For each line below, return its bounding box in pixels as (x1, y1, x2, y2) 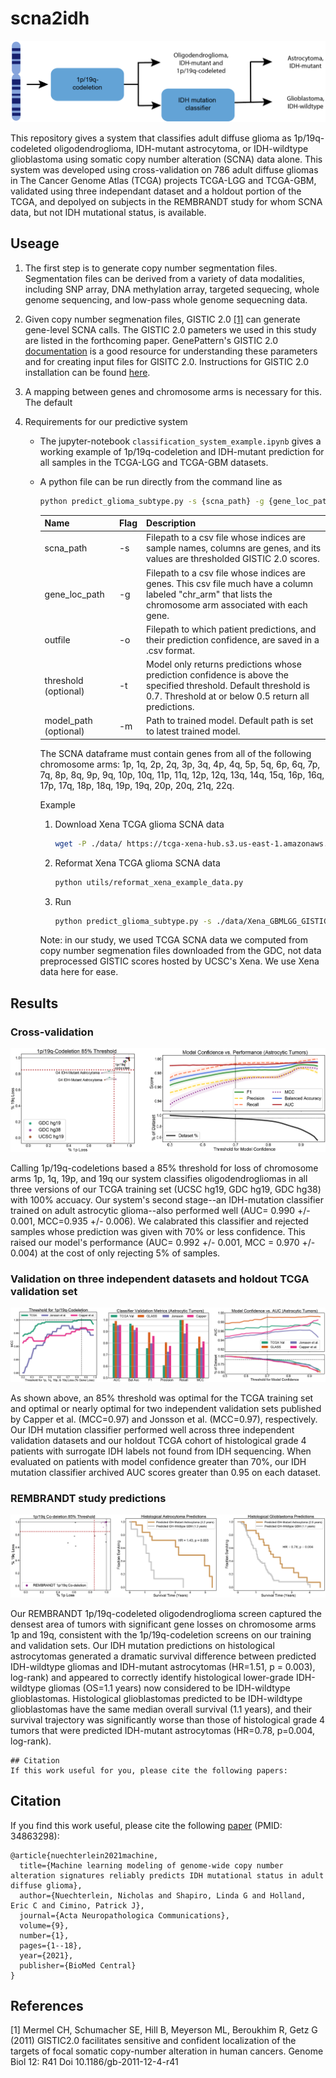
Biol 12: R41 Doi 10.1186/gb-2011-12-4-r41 (10, 2056, 179, 2068)
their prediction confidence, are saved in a (146, 633, 320, 646)
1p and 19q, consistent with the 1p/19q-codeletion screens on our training (10, 1628, 312, 1641)
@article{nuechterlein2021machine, (10, 1850, 159, 1861)
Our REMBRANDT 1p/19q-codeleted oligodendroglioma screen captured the (10, 1607, 322, 1619)
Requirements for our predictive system (24, 415, 188, 427)
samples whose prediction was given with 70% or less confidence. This (10, 1225, 306, 1237)
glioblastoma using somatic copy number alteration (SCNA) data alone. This (10, 153, 323, 165)
